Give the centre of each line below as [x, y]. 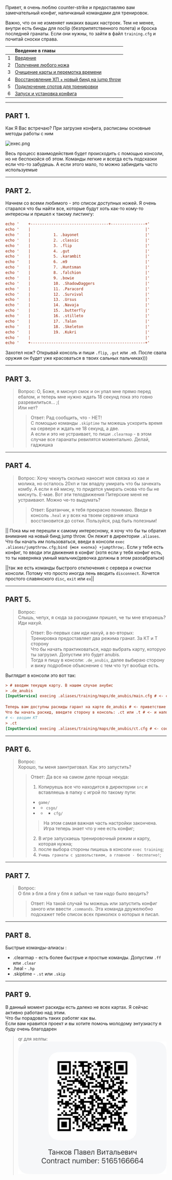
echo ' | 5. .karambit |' [78, 256]
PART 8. [18, 935]
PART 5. [18, 600]
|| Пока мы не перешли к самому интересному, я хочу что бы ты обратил [86, 530]
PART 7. [18, 876]
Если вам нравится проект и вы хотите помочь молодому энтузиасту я [83, 1023]
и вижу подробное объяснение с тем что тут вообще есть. [95, 665]
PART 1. [18, 116]
